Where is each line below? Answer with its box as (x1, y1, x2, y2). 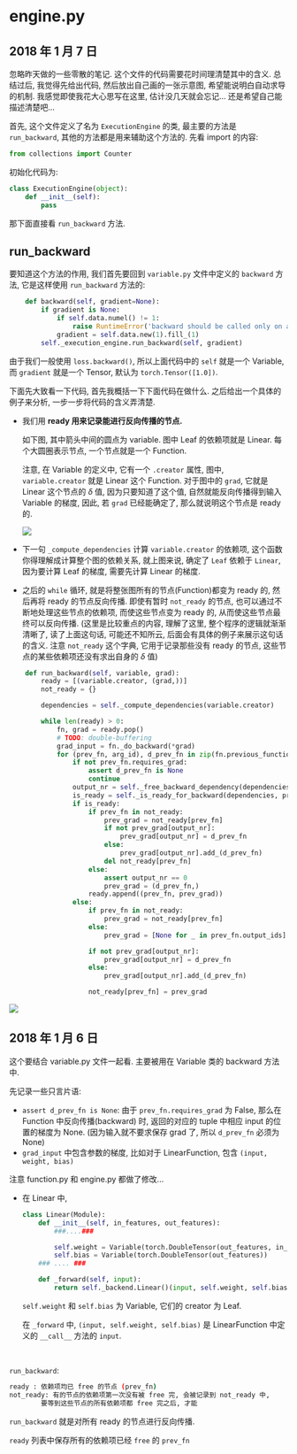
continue (88, 774, 121, 784)
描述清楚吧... (9, 102, 56, 112)
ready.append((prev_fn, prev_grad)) (88, 889, 224, 899)
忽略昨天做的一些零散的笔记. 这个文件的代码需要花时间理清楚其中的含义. (9, 69, 272, 79)
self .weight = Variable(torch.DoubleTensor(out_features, (54, 1242, 272, 1251)
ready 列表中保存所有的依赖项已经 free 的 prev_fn (9, 1435, 190, 1445)
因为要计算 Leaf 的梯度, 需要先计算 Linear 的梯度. (21, 565, 201, 576)
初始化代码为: (9, 166, 59, 177)
